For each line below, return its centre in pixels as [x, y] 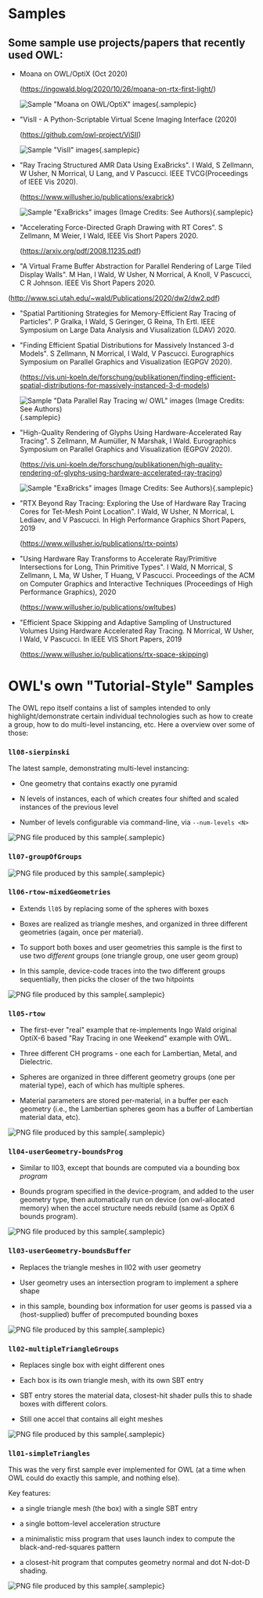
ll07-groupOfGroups [45, 857]
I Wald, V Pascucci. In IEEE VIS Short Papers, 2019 [101, 639]
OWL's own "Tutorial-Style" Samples [131, 686]
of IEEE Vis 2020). [49, 182]
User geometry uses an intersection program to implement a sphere [129, 1282]
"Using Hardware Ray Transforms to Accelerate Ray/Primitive [118, 559]
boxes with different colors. [63, 1404]
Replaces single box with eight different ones [92, 1365]
